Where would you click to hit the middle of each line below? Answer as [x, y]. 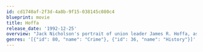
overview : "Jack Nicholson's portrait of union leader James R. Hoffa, [98, 34]
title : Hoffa [23, 23]
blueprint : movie [28, 17]
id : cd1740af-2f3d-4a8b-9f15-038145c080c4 [60, 12]
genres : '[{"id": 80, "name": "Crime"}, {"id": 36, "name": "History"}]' [101, 39]
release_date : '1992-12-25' [42, 28]
